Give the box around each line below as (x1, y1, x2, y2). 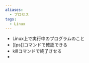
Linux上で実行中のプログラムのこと (12, 35, 85, 41)
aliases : (5, 7, 23, 12)
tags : (5, 16, 16, 21)
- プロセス (9, 12, 29, 17)
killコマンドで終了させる (12, 48, 62, 54)
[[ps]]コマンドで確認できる (12, 42, 68, 48)
